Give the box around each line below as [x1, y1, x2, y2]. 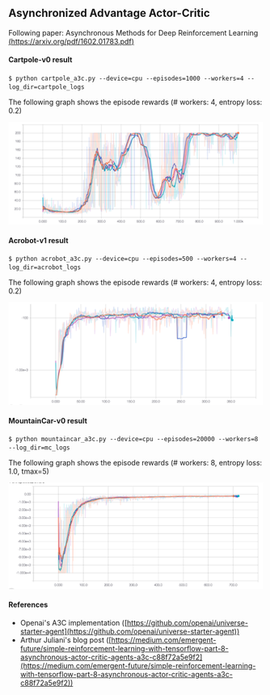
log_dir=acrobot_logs [8, 263, 82, 272]
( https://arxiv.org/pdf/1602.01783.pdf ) [8, 36, 135, 46]
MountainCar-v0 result [8, 415, 87, 425]
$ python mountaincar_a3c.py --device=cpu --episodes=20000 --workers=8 [8, 436, 259, 444]
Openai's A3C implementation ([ [19, 618, 128, 628]
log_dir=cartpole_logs [8, 83, 85, 91]
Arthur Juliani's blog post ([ [19, 635, 112, 645]
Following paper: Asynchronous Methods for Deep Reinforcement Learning [8, 27, 259, 37]
